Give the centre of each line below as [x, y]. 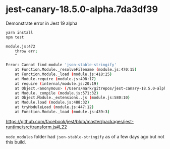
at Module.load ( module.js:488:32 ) [52, 103]
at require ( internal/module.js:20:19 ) [57, 84]
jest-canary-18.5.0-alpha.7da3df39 [82, 9]
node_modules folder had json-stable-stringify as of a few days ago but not [85, 136]
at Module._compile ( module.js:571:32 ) [57, 93]
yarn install [19, 32]
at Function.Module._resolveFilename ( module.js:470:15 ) [76, 70]
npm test [15, 37]
